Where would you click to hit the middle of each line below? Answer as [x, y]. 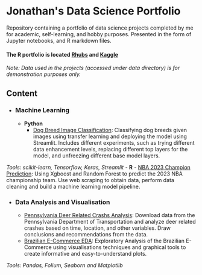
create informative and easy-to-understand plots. [85, 254]
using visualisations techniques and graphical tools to [120, 247]
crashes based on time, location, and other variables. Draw [97, 228]
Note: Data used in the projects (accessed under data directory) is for [93, 68]
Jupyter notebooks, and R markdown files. [59, 40]
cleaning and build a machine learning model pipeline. [73, 186]
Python [33, 123]
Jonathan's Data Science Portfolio [93, 11]
